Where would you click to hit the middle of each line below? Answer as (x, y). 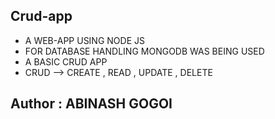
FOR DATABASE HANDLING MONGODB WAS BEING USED (144, 51)
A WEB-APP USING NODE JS (84, 40)
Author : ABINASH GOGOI (91, 104)
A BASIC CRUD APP (66, 61)
